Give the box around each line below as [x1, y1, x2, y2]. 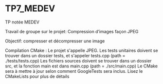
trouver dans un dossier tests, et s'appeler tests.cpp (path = [5, 52, 126, 59]
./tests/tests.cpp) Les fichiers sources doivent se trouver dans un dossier [5, 58, 152, 63]
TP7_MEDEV [5, 3, 55, 14]
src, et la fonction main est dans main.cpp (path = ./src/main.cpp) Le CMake [5, 63, 158, 69]
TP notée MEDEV [5, 19, 40, 25]
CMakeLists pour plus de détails [5, 73, 70, 79]
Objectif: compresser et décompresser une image [5, 38, 105, 44]
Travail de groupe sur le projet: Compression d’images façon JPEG [5, 28, 139, 34]
